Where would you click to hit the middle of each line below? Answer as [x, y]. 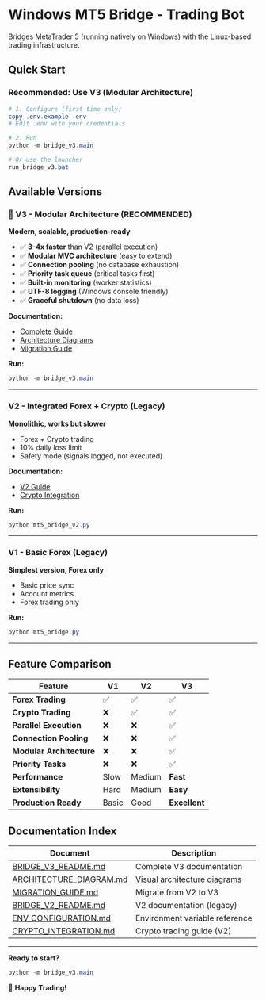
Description [194, 853]
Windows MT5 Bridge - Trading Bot [126, 15]
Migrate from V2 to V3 [177, 892]
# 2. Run [23, 138]
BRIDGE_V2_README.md [59, 906]
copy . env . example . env [47, 117]
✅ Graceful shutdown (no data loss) [80, 301]
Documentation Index [63, 831]
